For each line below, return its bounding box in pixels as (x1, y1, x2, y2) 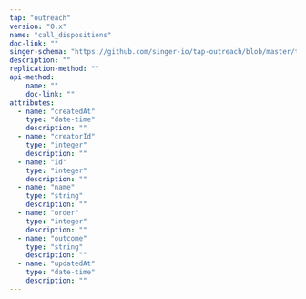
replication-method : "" (9, 65, 100, 74)
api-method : (9, 73, 55, 82)
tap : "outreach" (9, 13, 71, 23)
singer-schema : (9, 47, 67, 57)
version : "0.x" (9, 22, 67, 31)
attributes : (9, 98, 55, 108)
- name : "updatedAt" (17, 259, 96, 269)
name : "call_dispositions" (9, 30, 112, 39)
